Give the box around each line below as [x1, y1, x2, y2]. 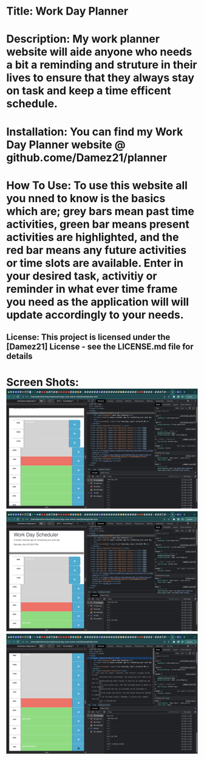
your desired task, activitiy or [6, 269, 157, 283]
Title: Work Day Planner [6, 4, 129, 18]
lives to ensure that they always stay [6, 71, 195, 85]
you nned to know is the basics [6, 191, 166, 205]
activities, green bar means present [6, 217, 189, 231]
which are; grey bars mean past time [6, 204, 194, 218]
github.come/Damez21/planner [6, 150, 168, 164]
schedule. [6, 97, 58, 111]
